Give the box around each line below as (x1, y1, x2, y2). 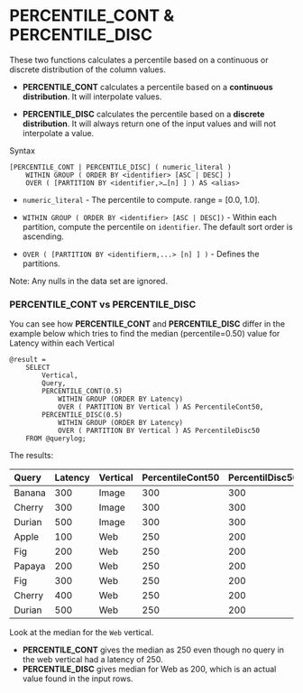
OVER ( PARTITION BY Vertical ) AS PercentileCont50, (57, 402, 264, 411)
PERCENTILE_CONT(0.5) (41, 387, 124, 396)
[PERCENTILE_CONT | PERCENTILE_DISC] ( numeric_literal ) (9, 162, 232, 171)
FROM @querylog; (25, 434, 87, 443)
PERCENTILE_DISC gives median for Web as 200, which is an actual (22, 664, 277, 675)
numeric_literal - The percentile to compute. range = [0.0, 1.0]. (22, 194, 260, 205)
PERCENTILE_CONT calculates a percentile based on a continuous (22, 81, 273, 92)
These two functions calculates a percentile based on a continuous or (9, 54, 269, 65)
